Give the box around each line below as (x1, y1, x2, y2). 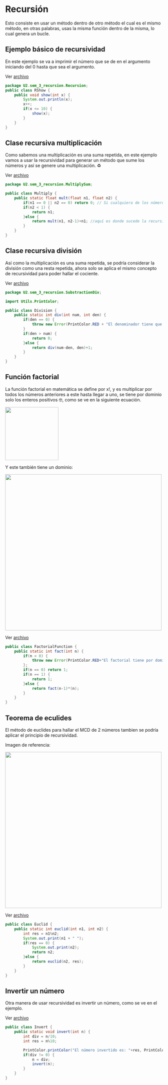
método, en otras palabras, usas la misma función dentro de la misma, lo (5, 25, 155, 31)
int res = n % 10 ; (23, 1039, 57, 1044)
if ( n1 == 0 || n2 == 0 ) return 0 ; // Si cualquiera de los (23, 200, 149, 205)
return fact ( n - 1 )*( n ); (31, 686, 79, 691)
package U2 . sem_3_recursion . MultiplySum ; (5, 182, 93, 187)
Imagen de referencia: (5, 742, 51, 748)
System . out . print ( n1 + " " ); (23, 936, 84, 941)
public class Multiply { (5, 191, 57, 196)
